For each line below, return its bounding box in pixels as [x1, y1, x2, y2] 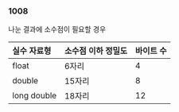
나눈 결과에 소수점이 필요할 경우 [8, 25, 107, 34]
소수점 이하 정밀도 [64, 45, 128, 56]
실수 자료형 [12, 45, 52, 56]
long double [12, 90, 57, 101]
